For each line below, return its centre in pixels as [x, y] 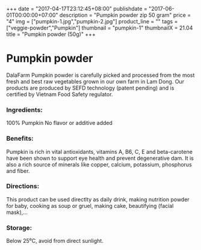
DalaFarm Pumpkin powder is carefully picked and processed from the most [100, 75]
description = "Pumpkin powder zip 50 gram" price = [125, 15]
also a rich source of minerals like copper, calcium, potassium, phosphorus [99, 164]
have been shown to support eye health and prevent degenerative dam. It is [100, 158]
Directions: [23, 186]
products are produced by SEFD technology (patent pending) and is [90, 88]
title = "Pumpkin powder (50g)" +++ [51, 34]
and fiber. [18, 171]
